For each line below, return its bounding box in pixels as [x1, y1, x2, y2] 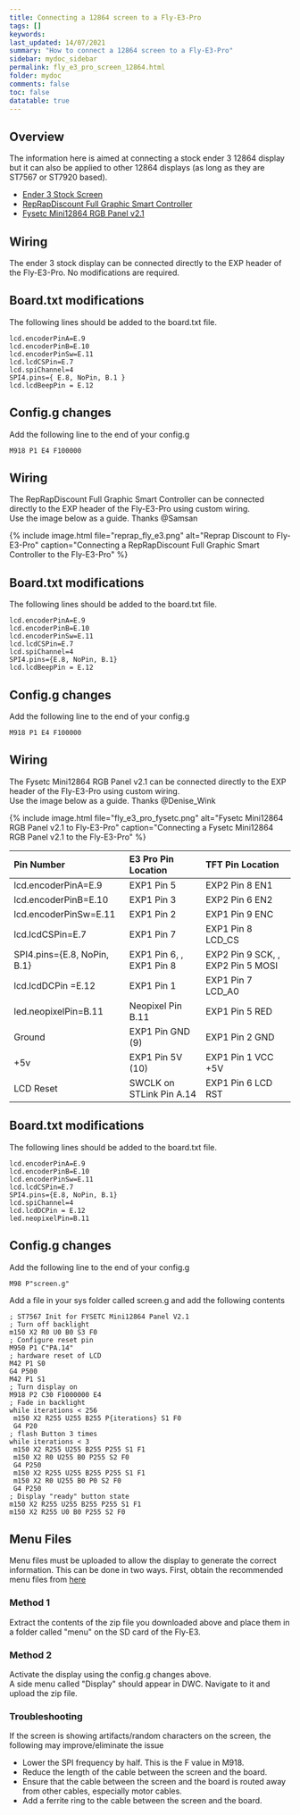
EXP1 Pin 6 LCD [204, 1076, 273, 1089]
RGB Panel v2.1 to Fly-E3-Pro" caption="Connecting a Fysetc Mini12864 [9, 822, 274, 832]
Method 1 [9, 1596, 51, 1609]
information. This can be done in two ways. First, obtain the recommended [9, 1565, 284, 1576]
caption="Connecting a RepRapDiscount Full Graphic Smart [40, 539, 260, 550]
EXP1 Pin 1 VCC [204, 1050, 274, 1063]
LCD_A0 [204, 984, 239, 997]
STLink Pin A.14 [129, 1087, 196, 1100]
